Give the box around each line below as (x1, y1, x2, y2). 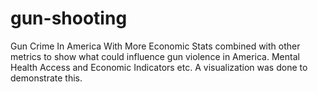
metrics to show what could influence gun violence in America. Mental (10, 50, 300, 62)
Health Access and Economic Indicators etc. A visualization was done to (10, 61, 308, 73)
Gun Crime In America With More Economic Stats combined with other (10, 40, 301, 52)
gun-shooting (10, 7, 128, 30)
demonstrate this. (10, 72, 83, 84)
